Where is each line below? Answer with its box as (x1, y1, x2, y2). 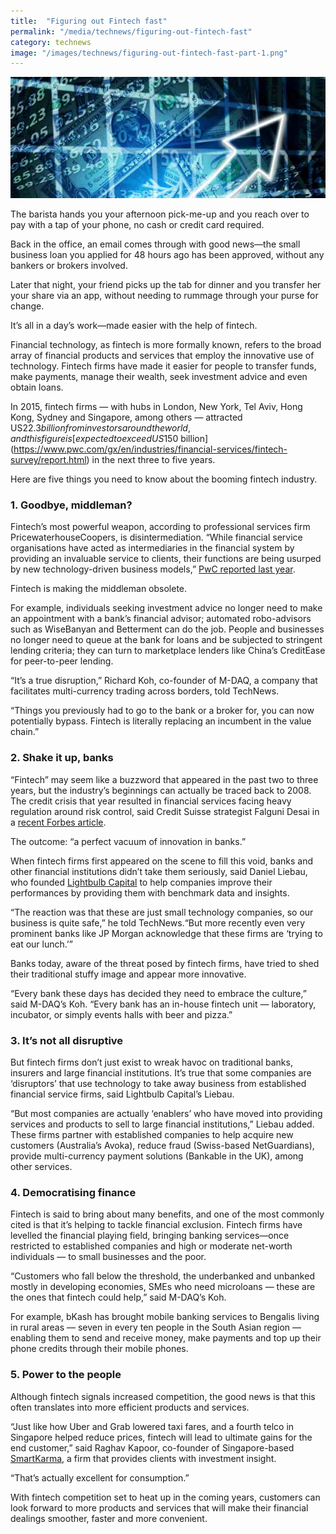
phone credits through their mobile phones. (10, 1343, 189, 1355)
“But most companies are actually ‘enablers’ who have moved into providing (10, 1107, 323, 1119)
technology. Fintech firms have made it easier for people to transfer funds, (10, 360, 317, 372)
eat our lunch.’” (10, 938, 73, 950)
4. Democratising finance (10, 1185, 137, 1199)
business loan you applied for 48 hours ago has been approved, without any (10, 249, 325, 261)
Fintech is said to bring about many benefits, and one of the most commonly (10, 1208, 325, 1220)
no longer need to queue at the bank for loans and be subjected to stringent (10, 634, 323, 646)
